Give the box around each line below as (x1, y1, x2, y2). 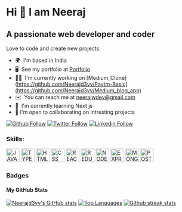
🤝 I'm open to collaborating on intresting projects (14, 108, 135, 116)
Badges (6, 172, 29, 180)
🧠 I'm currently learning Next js (14, 102, 93, 109)
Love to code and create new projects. (6, 45, 101, 52)
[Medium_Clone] (86, 74, 127, 81)
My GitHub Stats (6, 186, 48, 193)
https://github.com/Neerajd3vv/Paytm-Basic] (17, 80, 128, 88)
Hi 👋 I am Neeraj (6, 5, 86, 19)
